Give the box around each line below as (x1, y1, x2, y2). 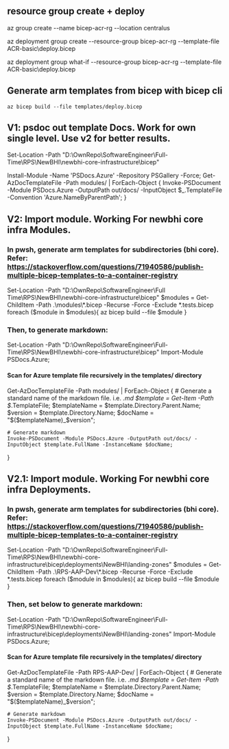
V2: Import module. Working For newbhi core (7, 213, 204, 225)
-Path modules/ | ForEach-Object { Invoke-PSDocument (62, 179, 221, 187)
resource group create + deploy (7, 6, 145, 17)
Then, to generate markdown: (7, 325, 108, 335)
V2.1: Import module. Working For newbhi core (7, 473, 210, 485)
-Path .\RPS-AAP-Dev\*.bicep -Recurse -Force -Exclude (35, 567, 193, 576)
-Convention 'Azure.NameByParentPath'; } (7, 193, 127, 202)
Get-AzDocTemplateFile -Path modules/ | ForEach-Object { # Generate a (7, 387, 212, 395)
